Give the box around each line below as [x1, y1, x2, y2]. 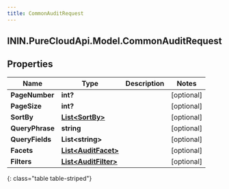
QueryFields [10, 134, 51, 144]
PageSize [10, 101, 42, 111]
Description [125, 78, 165, 88]
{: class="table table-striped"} [7, 174, 92, 182]
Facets [10, 145, 33, 155]
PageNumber [10, 90, 55, 100]
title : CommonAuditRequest [7, 10, 84, 17]
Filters [10, 156, 32, 166]
